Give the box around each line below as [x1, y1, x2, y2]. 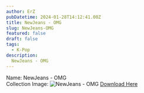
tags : [6, 42, 19, 48]
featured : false [6, 31, 46, 36]
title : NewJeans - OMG [6, 19, 62, 25]
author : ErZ [6, 8, 35, 15]
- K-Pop [11, 47, 31, 53]
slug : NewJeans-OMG [6, 25, 54, 31]
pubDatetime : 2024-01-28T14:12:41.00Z [6, 14, 101, 20]
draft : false [6, 36, 38, 42]
